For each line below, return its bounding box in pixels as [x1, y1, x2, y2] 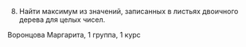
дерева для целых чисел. [18, 15, 105, 24]
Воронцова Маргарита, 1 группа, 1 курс [7, 31, 141, 39]
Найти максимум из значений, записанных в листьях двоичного [18, 7, 239, 16]
